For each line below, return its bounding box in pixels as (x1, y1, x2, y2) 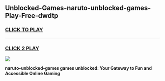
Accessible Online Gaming (5, 70, 60, 76)
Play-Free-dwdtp (5, 12, 58, 20)
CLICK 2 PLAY (5, 45, 39, 52)
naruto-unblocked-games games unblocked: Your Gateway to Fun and (5, 65, 152, 71)
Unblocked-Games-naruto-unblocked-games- (5, 4, 151, 12)
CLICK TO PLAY (5, 27, 43, 33)
